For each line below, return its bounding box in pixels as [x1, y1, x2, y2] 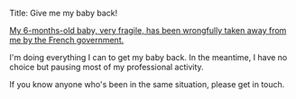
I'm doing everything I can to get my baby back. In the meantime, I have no [9, 52, 288, 62]
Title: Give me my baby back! [9, 8, 118, 18]
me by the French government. [9, 35, 125, 45]
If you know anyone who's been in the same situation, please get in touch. [9, 79, 285, 89]
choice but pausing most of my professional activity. [9, 62, 205, 72]
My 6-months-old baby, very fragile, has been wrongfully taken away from [9, 25, 287, 35]
